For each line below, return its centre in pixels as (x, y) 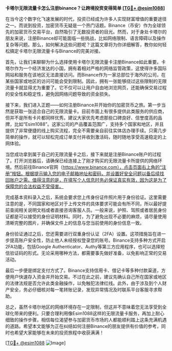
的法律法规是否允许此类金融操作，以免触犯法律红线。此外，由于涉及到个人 (84, 283)
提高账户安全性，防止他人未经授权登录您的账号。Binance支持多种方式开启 (88, 240)
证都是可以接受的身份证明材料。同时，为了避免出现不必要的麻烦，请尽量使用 (86, 217)
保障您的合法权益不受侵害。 (35, 186)
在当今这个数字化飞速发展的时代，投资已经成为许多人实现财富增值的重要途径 (86, 19)
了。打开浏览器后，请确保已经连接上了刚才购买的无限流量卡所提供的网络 (81, 161)
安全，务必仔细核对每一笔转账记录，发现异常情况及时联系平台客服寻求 (83, 290)
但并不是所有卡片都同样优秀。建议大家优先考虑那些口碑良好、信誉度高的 (81, 118)
